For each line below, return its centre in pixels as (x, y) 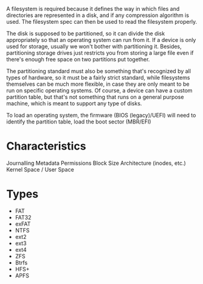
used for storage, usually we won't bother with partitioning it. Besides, (94, 46)
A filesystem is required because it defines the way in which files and (93, 9)
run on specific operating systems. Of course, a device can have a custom (99, 90)
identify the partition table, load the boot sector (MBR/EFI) (79, 122)
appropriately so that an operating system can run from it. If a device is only (101, 40)
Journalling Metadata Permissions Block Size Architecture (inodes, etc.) (96, 163)
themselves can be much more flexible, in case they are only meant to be (98, 84)
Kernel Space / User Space (40, 169)
